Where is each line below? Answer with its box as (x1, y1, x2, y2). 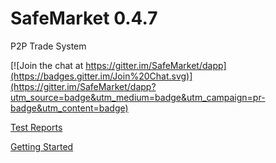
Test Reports (10, 121, 63, 133)
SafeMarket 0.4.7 (10, 7, 158, 30)
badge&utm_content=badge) (10, 102, 129, 114)
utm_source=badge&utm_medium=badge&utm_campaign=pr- (10, 91, 266, 103)
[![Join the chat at (10, 59, 84, 71)
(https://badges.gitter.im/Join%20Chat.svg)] (10, 70, 193, 82)
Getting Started (10, 140, 74, 152)
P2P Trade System (10, 40, 87, 52)
